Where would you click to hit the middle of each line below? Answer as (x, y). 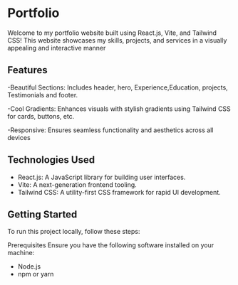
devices (19, 137)
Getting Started (42, 214)
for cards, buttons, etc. (41, 116)
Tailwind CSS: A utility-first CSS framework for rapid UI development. (119, 192)
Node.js (29, 267)
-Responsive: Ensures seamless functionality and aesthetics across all (110, 130)
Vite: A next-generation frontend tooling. (77, 184)
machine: (21, 253)
